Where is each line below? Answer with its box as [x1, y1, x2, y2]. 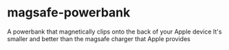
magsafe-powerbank [7, 5, 131, 21]
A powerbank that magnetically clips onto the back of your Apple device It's [7, 27, 222, 36]
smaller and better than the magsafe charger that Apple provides [7, 34, 190, 42]
